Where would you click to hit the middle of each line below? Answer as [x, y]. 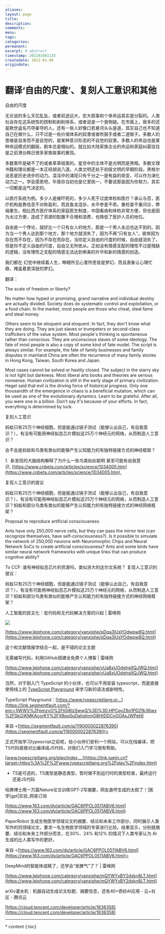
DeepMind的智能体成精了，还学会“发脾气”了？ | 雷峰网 [60, 866]
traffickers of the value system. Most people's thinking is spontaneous [76, 334]
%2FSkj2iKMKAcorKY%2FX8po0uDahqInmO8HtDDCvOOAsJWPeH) [74, 716]
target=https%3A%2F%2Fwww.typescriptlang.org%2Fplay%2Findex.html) [81, 763]
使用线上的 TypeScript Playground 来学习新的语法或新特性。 [66, 689]
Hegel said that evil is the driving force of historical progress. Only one [77, 386]
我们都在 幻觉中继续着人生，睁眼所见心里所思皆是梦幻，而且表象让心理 [77, 262]
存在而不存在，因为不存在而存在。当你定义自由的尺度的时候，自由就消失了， [82, 240]
